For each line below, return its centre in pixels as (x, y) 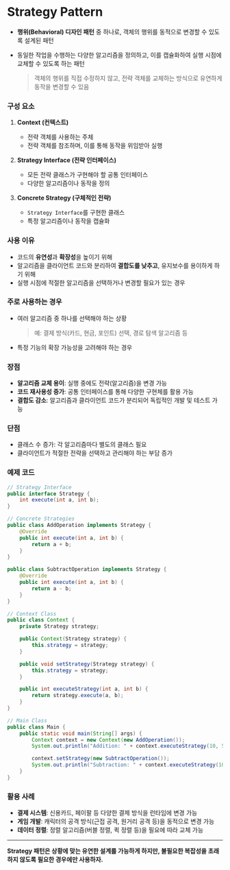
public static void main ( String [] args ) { (81, 733)
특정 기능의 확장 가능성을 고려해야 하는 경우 (75, 347)
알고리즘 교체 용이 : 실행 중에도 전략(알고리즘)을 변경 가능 (92, 383)
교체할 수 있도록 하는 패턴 (51, 63)
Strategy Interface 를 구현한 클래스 (76, 213)
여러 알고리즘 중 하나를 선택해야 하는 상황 (72, 318)
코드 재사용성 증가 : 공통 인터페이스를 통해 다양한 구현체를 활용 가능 (105, 392)
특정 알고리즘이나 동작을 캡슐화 (68, 221)
